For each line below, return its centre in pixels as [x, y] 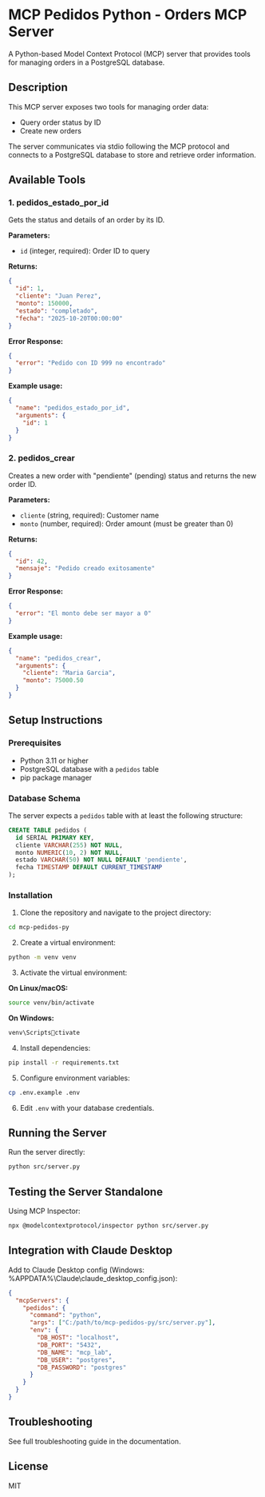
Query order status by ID [60, 122]
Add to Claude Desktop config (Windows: [77, 1270]
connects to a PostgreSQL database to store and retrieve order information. [132, 154]
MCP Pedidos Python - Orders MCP [128, 15]
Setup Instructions [55, 720]
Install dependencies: [55, 1048]
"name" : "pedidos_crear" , [59, 658]
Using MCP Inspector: [45, 1211]
